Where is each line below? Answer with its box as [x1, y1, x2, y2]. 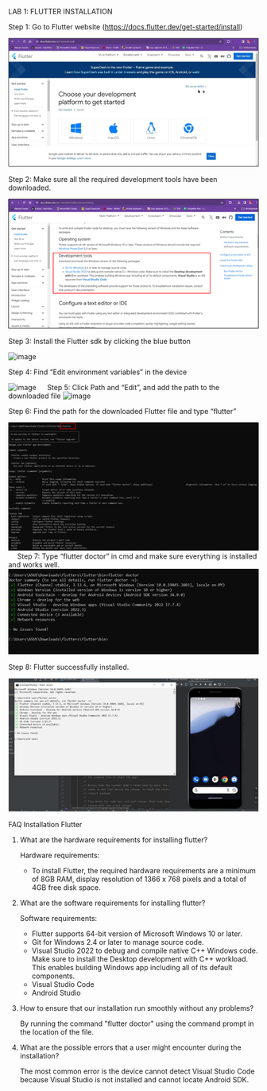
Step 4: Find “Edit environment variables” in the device [8, 367, 188, 377]
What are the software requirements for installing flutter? [19, 898, 206, 907]
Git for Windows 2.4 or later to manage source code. [31, 937, 204, 946]
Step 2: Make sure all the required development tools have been [8, 174, 218, 184]
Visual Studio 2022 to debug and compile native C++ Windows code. [31, 946, 258, 955]
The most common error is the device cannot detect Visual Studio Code [19, 1066, 255, 1076]
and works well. [8, 560, 60, 570]
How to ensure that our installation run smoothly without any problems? [19, 1003, 254, 1012]
